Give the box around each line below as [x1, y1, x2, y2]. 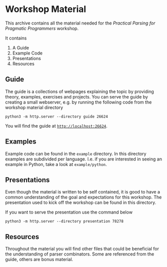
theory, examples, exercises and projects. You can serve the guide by [5, 93, 148, 99]
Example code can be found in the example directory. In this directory [5, 150, 147, 156]
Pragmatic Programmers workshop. [5, 25, 79, 31]
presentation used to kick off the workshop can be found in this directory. [5, 199, 156, 205]
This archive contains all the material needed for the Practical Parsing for [5, 20, 156, 26]
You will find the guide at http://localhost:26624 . [5, 122, 108, 128]
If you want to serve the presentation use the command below [5, 209, 133, 215]
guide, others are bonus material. [5, 256, 73, 262]
